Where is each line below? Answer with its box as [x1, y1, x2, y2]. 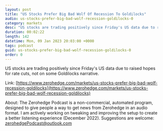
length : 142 [5, 34, 29, 39]
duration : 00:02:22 [5, 30, 45, 34]
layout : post [5, 7, 32, 12]
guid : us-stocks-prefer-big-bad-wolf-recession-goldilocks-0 [5, 48, 131, 52]
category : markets [5, 20, 42, 26]
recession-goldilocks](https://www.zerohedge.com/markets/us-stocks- [5, 85, 148, 91]
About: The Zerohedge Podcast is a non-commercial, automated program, [5, 100, 153, 106]
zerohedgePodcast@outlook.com [5, 120, 72, 126]
